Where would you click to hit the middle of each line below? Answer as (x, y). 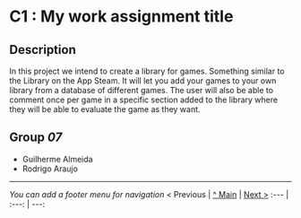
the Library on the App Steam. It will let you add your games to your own (143, 81)
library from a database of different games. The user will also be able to (142, 90)
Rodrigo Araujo (50, 169)
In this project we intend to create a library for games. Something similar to (147, 71)
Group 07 (36, 138)
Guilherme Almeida (57, 159)
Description (43, 50)
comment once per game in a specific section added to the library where (144, 100)
